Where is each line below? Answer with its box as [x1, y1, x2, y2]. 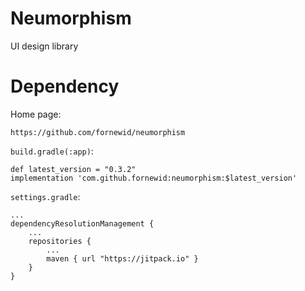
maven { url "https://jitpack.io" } [46, 253, 199, 264]
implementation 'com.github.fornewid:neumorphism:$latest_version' [10, 173, 298, 183]
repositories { [28, 236, 92, 246]
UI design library [10, 40, 79, 52]
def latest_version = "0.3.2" [10, 164, 137, 174]
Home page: [10, 108, 62, 120]
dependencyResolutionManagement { [10, 218, 155, 229]
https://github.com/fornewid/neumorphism [10, 127, 186, 137]
